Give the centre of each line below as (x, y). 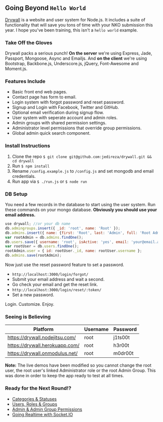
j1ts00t (122, 337)
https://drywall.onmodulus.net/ (42, 353)
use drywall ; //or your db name (38, 224)
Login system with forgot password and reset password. (68, 102)
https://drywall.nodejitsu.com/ (42, 337)
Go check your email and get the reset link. (55, 284)
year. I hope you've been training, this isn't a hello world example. (72, 30)
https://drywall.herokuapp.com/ (43, 346)
